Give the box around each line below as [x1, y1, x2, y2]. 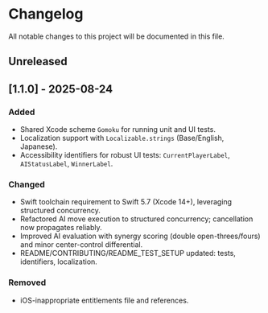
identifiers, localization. [19, 257, 98, 266]
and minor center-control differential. [19, 240, 143, 249]
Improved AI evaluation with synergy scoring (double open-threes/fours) [19, 231, 261, 241]
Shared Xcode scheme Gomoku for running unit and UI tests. [19, 125, 216, 134]
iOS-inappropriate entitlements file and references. [19, 295, 189, 305]
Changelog [8, 5, 84, 23]
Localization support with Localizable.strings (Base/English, [19, 134, 225, 143]
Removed [8, 277, 47, 288]
